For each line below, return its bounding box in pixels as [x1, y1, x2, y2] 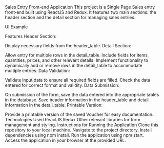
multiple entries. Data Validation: [5, 68, 70, 74]
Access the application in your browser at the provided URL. [5, 137, 126, 143]
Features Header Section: [5, 34, 57, 39]
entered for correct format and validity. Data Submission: [5, 82, 120, 88]
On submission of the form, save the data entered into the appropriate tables [5, 92, 159, 97]
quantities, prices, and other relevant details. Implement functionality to [5, 57, 148, 63]
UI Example [5, 24, 28, 30]
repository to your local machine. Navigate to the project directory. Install [5, 127, 152, 133]
